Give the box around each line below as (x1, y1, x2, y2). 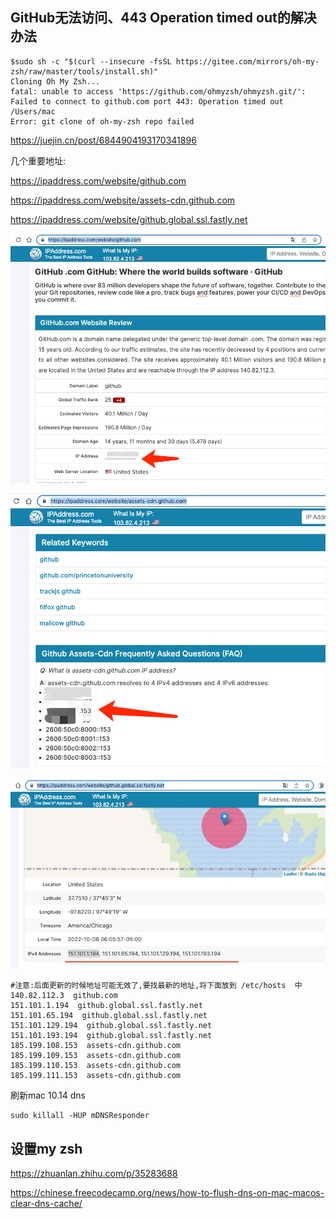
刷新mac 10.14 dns (10, 1089, 86, 1102)
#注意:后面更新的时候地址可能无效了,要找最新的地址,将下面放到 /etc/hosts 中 (10, 981, 303, 991)
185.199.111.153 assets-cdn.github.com (10, 1071, 182, 1081)
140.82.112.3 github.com (10, 991, 118, 1001)
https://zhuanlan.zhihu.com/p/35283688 (10, 1168, 178, 1180)
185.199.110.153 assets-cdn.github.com (10, 1061, 182, 1071)
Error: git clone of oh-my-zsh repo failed (10, 116, 195, 127)
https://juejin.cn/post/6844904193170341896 (10, 134, 197, 146)
